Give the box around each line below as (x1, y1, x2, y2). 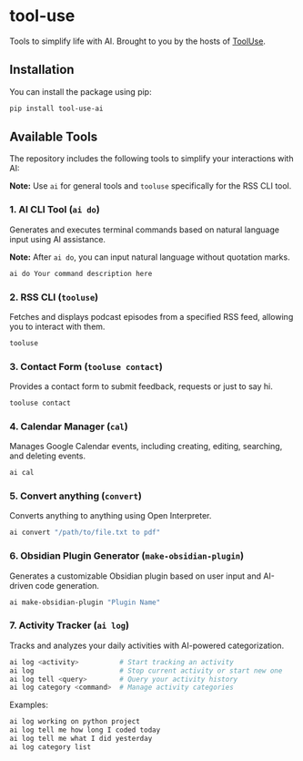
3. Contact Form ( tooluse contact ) (9, 360, 164, 373)
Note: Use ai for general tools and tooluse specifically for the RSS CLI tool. (9, 180, 292, 191)
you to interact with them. (9, 321, 106, 332)
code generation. (35, 580, 100, 591)
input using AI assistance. (9, 233, 106, 244)
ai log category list (9, 742, 92, 752)
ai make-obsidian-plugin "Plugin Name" (9, 598, 161, 607)
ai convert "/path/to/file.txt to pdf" (9, 528, 161, 538)
